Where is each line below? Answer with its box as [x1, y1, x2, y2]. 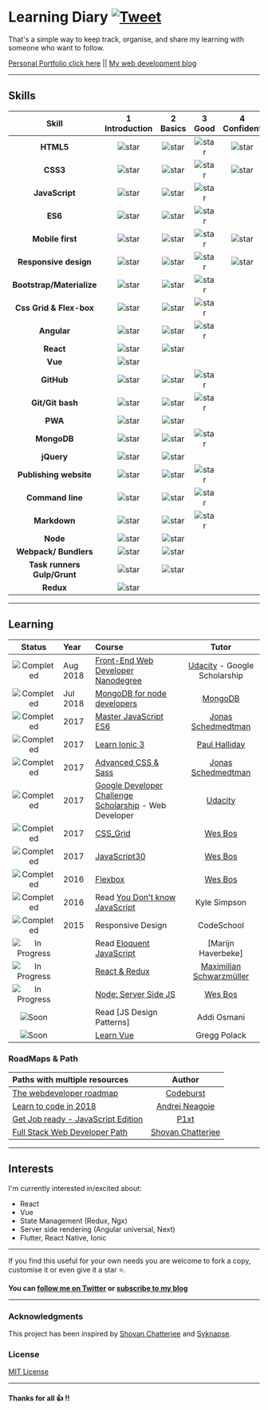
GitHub [41, 374, 69, 385]
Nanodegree [95, 675, 142, 686]
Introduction [104, 122, 153, 133]
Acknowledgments [8, 1311, 84, 1322]
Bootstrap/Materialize [12, 279, 97, 290]
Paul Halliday [196, 739, 246, 750]
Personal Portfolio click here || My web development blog [8, 58, 197, 68]
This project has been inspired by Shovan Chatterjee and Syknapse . [8, 1328, 232, 1338]
